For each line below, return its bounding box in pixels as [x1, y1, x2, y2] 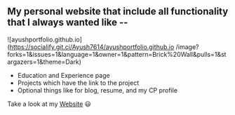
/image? [175, 42, 199, 51]
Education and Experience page [17, 71, 110, 79]
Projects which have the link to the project [17, 79, 139, 87]
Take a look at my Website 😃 [7, 100, 91, 108]
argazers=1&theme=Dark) [7, 57, 82, 66]
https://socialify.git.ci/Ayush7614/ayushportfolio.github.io [9, 42, 175, 51]
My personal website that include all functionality [7, 6, 229, 18]
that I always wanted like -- [7, 17, 128, 29]
